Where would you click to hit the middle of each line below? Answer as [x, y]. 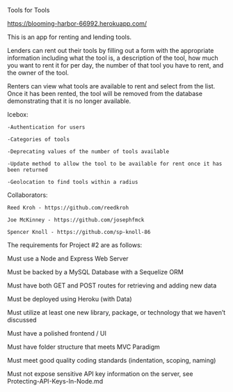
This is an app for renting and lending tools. [70, 37]
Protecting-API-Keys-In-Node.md [55, 381]
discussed [22, 320]
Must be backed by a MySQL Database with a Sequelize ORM [96, 272]
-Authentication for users [46, 127]
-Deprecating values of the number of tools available [88, 152]
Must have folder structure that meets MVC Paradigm [83, 347]
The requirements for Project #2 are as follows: [75, 245]
